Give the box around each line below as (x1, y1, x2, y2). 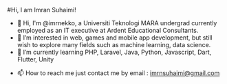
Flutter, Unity (17, 55, 54, 64)
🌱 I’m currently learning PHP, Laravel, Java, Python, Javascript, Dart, (17, 48, 212, 56)
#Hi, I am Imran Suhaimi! (7, 6, 77, 14)
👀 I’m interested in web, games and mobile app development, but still (17, 33, 213, 42)
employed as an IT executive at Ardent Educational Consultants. (17, 27, 199, 34)
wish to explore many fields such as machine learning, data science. (17, 41, 211, 48)
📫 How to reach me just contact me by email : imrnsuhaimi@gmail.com (17, 69, 220, 77)
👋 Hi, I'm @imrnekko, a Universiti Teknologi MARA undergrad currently (17, 19, 217, 27)
